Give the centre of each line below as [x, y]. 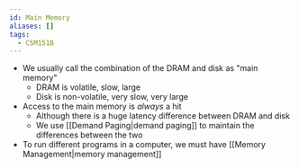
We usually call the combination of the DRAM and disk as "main [140, 68]
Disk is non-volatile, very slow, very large [112, 97]
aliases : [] [32, 26]
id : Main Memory [40, 18]
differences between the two [89, 135]
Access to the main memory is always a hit [102, 106]
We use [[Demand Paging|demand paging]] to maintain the [145, 126]
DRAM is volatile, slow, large [88, 87]
